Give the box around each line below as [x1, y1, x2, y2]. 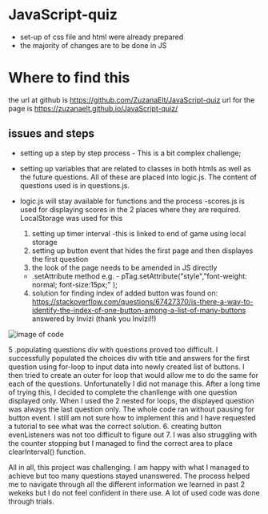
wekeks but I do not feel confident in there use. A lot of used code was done [8, 488, 260, 497]
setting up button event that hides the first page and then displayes [31, 246, 254, 255]
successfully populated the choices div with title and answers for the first [8, 353, 250, 363]
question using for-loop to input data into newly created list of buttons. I [8, 362, 246, 371]
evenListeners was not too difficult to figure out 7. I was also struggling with [8, 430, 258, 440]
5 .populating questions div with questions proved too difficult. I [8, 344, 218, 354]
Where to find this [8, 69, 130, 87]
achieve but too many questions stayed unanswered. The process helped [8, 471, 250, 480]
